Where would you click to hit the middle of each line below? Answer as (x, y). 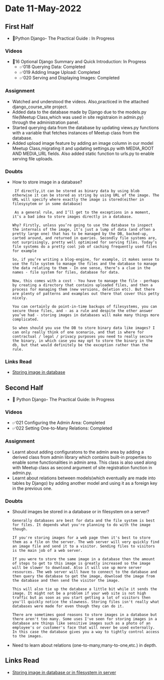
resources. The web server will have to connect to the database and (85, 572)
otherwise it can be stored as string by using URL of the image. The (86, 195)
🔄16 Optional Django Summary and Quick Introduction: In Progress (79, 62)
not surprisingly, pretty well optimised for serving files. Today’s (85, 242)
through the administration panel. (46, 122)
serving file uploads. (33, 159)
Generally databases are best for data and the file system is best (83, 521)
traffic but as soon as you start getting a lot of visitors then (81, 597)
